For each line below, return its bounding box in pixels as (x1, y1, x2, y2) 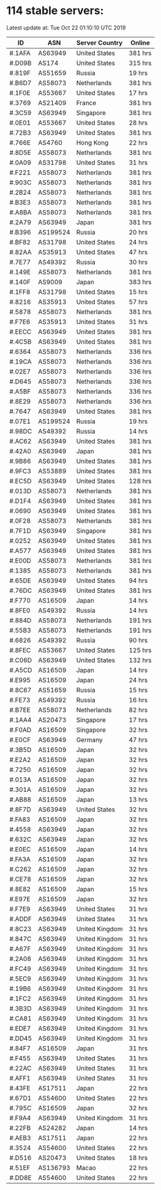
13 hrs (128, 795, 148, 804)
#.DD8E (9, 1173, 32, 1182)
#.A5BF (9, 387, 31, 396)
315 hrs (128, 59, 152, 67)
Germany (76, 736, 103, 744)
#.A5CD (9, 666, 32, 674)
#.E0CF (9, 736, 31, 744)
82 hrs (128, 706, 148, 714)
